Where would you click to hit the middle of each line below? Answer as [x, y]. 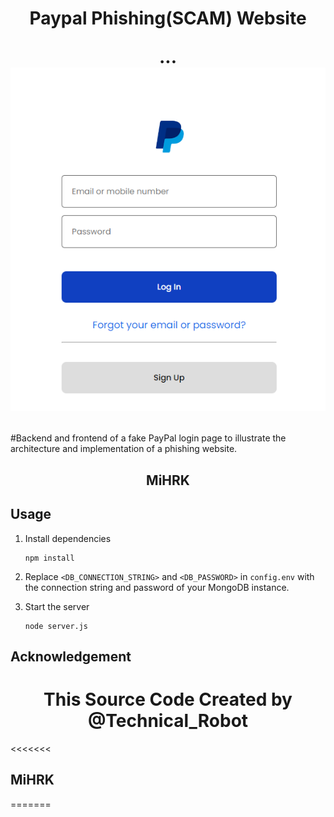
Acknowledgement [71, 656]
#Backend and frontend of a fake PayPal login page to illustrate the [148, 438]
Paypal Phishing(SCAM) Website [168, 18]
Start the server [57, 606]
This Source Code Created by [168, 699]
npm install [49, 558]
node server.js [56, 626]
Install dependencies [68, 538]
